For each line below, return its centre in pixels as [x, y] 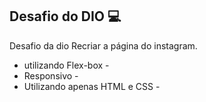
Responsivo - [51, 75]
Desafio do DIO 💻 [65, 16]
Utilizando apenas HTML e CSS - [92, 86]
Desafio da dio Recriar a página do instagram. [103, 45]
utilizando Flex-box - [66, 65]
